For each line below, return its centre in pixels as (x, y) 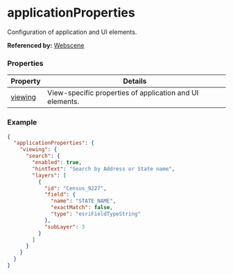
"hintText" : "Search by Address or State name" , (104, 169)
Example (22, 123)
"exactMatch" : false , (82, 208)
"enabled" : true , (57, 163)
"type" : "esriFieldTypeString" (96, 214)
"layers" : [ (50, 175)
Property (26, 81)
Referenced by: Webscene (46, 45)
